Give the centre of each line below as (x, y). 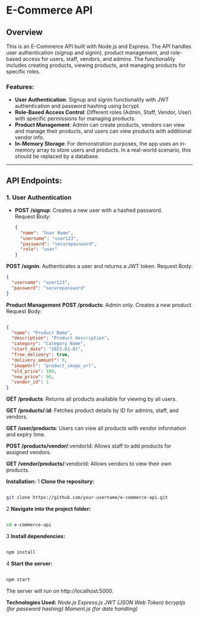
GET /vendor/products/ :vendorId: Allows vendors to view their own (89, 464)
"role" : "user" (39, 249)
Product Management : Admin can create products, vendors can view (100, 125)
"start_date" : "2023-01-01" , (47, 349)
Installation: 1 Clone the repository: (50, 482)
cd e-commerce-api (29, 525)
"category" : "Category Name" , (49, 344)
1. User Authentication (39, 197)
